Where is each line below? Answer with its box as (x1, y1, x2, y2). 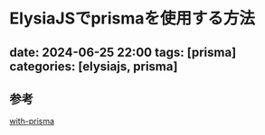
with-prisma (9, 116, 55, 127)
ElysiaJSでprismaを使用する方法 (9, 8, 256, 29)
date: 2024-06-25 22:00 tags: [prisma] (9, 44, 237, 59)
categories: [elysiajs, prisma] (9, 58, 178, 74)
